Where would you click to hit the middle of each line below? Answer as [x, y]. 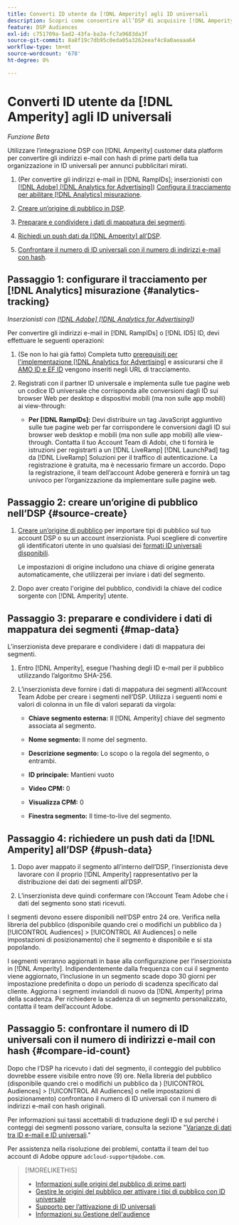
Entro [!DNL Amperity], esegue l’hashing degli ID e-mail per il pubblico [121, 668]
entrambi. [42, 761]
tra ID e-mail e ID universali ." [49, 1135]
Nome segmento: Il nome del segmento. [88, 740]
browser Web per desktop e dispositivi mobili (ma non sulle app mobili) [122, 398]
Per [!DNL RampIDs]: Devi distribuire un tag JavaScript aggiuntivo [125, 419]
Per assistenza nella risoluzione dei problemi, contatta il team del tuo [108, 1148]
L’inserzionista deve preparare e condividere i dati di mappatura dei [106, 647]
